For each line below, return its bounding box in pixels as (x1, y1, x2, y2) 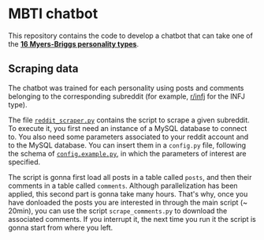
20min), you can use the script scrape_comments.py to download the (8, 206, 228, 216)
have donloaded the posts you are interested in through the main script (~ (8, 197, 248, 207)
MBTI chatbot (8, 5, 99, 23)
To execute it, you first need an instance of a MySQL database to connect (8, 123, 247, 133)
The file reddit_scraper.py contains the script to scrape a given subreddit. (8, 115, 250, 125)
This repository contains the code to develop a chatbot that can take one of (8, 31, 254, 40)
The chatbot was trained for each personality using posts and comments (8, 83, 244, 92)
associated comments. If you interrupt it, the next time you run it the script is (8, 214, 256, 223)
